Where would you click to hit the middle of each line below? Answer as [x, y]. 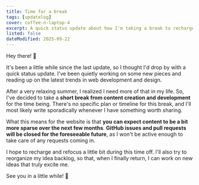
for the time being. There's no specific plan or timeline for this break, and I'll [99, 104]
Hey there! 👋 [21, 56]
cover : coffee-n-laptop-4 [38, 22]
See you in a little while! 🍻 [38, 176]
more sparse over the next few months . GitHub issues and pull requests [96, 128]
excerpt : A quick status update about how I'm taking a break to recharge [100, 28]
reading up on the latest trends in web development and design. [84, 80]
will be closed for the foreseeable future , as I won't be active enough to [95, 134]
